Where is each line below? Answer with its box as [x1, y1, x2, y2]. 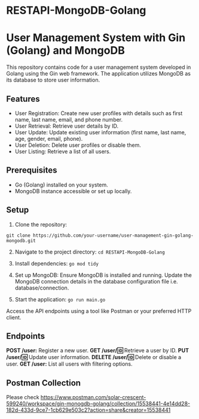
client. [6, 314, 22, 321]
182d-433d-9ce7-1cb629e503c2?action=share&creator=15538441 [6, 406, 171, 414]
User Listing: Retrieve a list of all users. [14, 147, 111, 155]
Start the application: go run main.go [14, 296, 106, 303]
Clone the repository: [14, 221, 68, 228]
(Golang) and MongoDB [6, 44, 125, 58]
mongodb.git [6, 237, 36, 243]
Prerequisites [6, 165, 57, 176]
